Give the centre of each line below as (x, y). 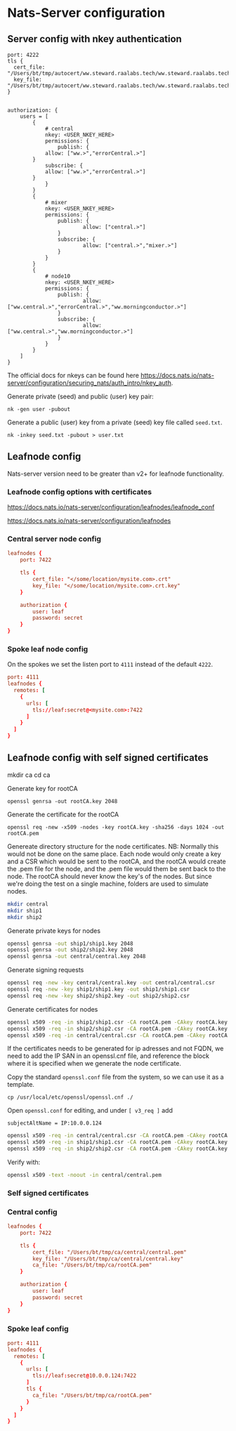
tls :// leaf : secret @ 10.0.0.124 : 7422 (85, 1376)
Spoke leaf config (38, 1328)
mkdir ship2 (25, 917)
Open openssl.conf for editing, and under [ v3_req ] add (90, 1111)
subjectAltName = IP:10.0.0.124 (54, 1123)
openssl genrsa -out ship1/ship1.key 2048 (70, 943)
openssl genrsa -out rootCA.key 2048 (63, 801)
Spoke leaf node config (48, 649)
